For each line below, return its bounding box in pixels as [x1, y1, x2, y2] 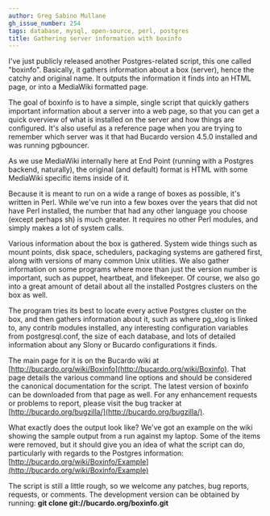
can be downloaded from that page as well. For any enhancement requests [8, 390, 258, 400]
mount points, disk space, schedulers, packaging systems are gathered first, [8, 248, 263, 257]
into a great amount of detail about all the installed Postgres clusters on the [8, 281, 258, 291]
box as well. [8, 290, 48, 300]
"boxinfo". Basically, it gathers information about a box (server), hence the [8, 65, 255, 75]
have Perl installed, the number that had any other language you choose [8, 206, 248, 216]
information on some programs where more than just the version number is [8, 264, 258, 274]
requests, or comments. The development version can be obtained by [8, 489, 240, 500]
